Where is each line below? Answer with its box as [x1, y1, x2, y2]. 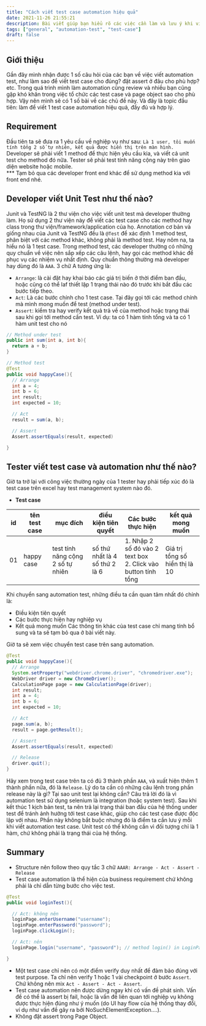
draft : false [6, 32, 40, 38]
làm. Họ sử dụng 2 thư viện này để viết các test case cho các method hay [6, 216, 193, 224]
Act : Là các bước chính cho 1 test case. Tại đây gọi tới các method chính [15, 293, 198, 301]
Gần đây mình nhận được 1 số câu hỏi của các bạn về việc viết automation [6, 71, 194, 78]
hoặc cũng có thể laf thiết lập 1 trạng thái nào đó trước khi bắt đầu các [15, 280, 193, 288]
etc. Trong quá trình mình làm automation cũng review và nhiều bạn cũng [6, 84, 191, 91]
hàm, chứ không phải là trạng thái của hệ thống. [6, 829, 128, 837]
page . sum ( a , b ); [12, 720, 53, 727]
